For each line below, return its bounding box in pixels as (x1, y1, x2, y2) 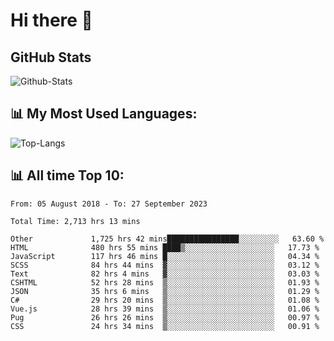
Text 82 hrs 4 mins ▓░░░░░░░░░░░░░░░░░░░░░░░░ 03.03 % (10, 269, 320, 279)
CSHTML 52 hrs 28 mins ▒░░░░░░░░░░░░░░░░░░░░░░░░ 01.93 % (10, 277, 320, 288)
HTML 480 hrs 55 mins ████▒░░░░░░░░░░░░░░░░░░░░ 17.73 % (10, 242, 320, 253)
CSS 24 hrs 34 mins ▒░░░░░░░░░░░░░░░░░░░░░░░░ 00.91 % (10, 321, 320, 331)
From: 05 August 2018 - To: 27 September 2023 (10, 199, 208, 209)
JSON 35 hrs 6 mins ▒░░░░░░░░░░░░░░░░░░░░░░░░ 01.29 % (10, 286, 320, 296)
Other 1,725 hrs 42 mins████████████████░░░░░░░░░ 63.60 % (10, 234, 325, 244)
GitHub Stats (10, 49, 92, 66)
